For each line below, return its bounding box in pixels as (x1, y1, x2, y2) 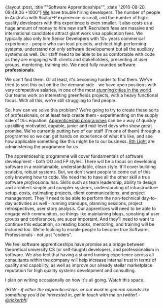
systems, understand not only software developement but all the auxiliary (5, 46, 154, 52)
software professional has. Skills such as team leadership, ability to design (5, 179, 157, 185)
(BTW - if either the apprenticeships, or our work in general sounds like (5, 287, 150, 292)
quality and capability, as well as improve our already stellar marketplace (5, 262, 153, 268)
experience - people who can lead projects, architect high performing (5, 41, 147, 46)
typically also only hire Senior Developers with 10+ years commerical (5, 35, 145, 41)
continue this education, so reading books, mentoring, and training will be (5, 221, 155, 227)
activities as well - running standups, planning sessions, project (14, 201, 143, 206)
